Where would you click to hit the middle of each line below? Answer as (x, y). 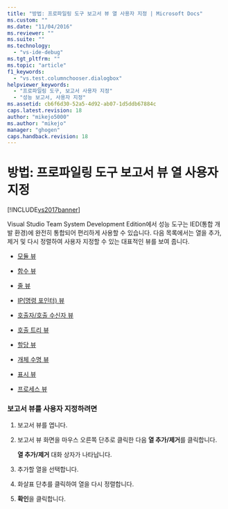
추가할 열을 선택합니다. (48, 469)
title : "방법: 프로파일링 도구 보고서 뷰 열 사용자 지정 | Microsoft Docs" (105, 14)
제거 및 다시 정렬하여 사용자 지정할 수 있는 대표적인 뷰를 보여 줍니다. (98, 242)
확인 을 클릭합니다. (41, 499)
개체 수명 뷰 (33, 360)
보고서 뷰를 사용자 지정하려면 (52, 409)
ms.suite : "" (26, 40)
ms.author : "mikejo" (37, 123)
